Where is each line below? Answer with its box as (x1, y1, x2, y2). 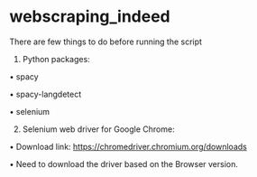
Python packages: (22, 53, 90, 64)
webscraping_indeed (9, 6, 170, 27)
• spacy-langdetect (9, 88, 82, 99)
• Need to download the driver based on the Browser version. (9, 158, 239, 169)
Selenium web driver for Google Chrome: (22, 124, 175, 135)
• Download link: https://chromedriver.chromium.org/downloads (9, 141, 248, 152)
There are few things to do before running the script (9, 36, 203, 47)
